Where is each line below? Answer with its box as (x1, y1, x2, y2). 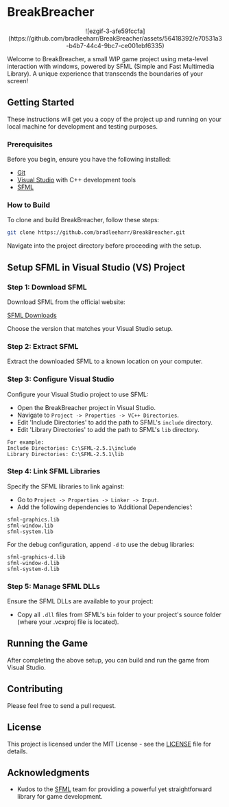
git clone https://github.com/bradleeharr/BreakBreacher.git (7, 229, 186, 236)
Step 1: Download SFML (7, 282, 87, 292)
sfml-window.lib (7, 522, 53, 529)
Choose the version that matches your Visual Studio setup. (7, 324, 173, 332)
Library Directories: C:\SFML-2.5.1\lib (7, 451, 125, 458)
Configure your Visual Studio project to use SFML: (7, 390, 149, 398)
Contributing (7, 683, 63, 695)
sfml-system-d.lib (7, 566, 60, 572)
